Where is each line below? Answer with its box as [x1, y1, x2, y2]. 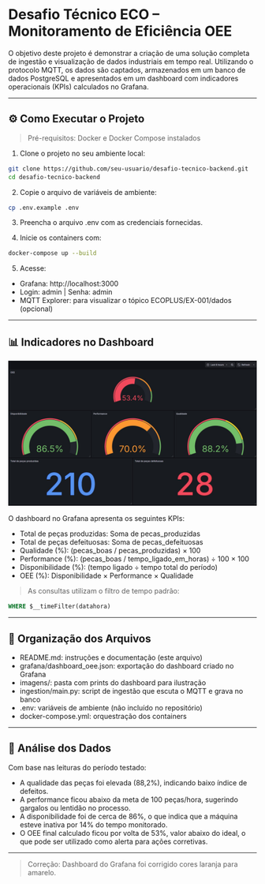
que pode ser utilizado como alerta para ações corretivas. [19, 837, 208, 846]
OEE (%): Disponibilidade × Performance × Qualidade [19, 571, 194, 581]
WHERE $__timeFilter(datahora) [8, 602, 111, 611]
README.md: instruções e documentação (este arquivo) [19, 653, 203, 662]
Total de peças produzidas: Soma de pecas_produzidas [19, 529, 201, 538]
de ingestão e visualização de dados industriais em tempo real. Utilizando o [8, 57, 254, 66]
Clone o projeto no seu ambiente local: [19, 148, 146, 158]
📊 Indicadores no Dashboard [8, 335, 155, 349]
